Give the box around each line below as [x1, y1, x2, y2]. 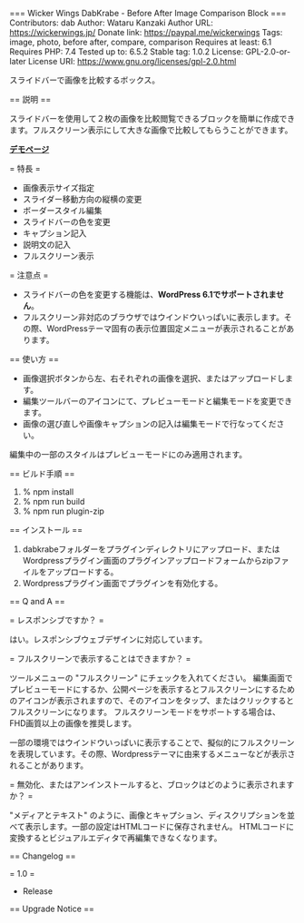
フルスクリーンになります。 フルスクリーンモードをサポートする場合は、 [9, 707, 281, 717]
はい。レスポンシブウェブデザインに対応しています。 [9, 634, 208, 644]
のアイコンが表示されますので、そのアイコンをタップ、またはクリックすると [9, 695, 295, 706]
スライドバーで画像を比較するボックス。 [9, 74, 161, 85]
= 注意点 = [9, 270, 49, 280]
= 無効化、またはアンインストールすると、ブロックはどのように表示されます [9, 780, 295, 790]
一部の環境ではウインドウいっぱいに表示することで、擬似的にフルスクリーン [9, 737, 295, 748]
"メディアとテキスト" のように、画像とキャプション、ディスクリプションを [9, 810, 288, 820]
